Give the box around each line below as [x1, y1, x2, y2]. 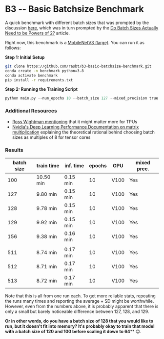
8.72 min [36, 277, 57, 284]
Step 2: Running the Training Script [5, 86, 78, 92]
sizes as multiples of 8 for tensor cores [12, 134, 91, 140]
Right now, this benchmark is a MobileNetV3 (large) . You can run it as [5, 39, 145, 45]
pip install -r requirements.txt [5, 78, 73, 82]
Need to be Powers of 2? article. [5, 30, 70, 36]
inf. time [64, 162, 84, 169]
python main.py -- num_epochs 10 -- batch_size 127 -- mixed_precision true [5, 96, 159, 101]
